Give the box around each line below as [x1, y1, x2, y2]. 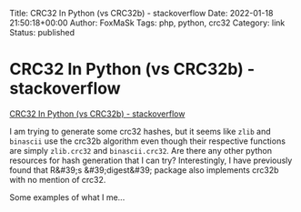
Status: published [9, 27, 75, 37]
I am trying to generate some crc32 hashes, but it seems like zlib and [9, 126, 271, 136]
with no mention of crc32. [9, 174, 106, 185]
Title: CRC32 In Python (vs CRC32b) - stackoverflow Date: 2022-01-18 [9, 8, 274, 18]
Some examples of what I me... [9, 191, 125, 203]
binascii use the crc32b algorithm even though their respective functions [9, 136, 286, 146]
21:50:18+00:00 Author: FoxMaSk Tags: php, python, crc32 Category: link [9, 17, 286, 28]
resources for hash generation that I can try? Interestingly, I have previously [9, 155, 293, 166]
